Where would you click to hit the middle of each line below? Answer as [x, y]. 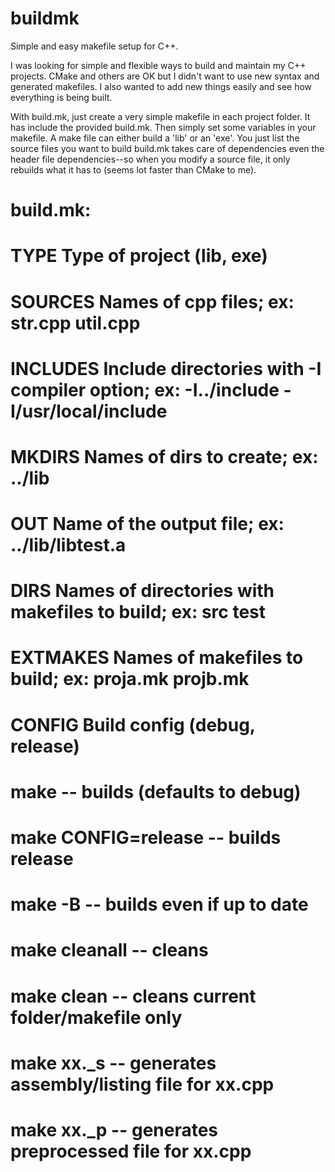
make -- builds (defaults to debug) [156, 791]
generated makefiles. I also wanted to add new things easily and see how [161, 86]
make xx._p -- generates [114, 1129]
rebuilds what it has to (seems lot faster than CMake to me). [133, 169]
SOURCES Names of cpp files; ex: [152, 301]
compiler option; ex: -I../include [145, 389]
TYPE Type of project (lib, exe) [139, 256]
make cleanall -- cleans [109, 950]
